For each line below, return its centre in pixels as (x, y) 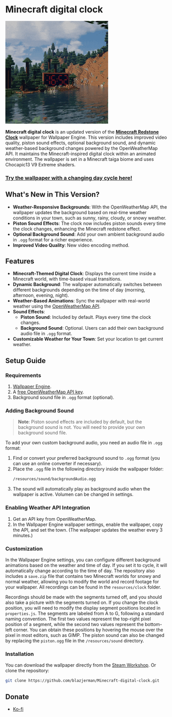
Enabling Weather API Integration (48, 508)
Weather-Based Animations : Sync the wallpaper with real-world (81, 301)
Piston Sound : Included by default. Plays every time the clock (86, 317)
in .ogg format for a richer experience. (53, 239)
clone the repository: (27, 671)
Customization (24, 549)
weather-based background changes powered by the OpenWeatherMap (82, 148)
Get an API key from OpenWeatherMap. (54, 519)
